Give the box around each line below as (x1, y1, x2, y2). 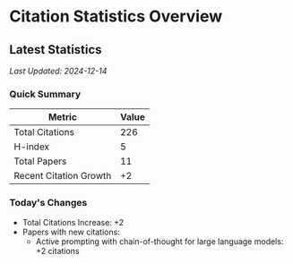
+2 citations (35, 245, 80, 256)
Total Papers (13, 155, 67, 167)
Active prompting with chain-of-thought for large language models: (35, 235, 284, 247)
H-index (13, 140, 50, 153)
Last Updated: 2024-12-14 (9, 65, 108, 76)
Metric (47, 111, 78, 123)
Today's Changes (9, 197, 88, 209)
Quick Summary (9, 88, 82, 100)
